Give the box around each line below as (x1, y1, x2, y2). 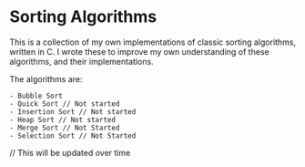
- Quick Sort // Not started (9, 99, 120, 109)
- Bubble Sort (9, 91, 64, 100)
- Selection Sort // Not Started (9, 130, 137, 141)
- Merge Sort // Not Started (9, 123, 120, 132)
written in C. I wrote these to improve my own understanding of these (9, 46, 270, 57)
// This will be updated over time (9, 147, 131, 158)
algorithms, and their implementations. (9, 56, 154, 67)
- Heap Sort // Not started (9, 115, 117, 124)
